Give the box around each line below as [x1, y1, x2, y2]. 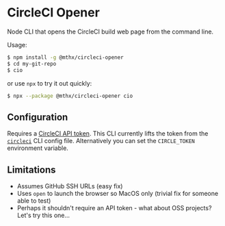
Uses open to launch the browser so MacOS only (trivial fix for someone [16, 190, 219, 198]
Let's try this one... [16, 211, 70, 220]
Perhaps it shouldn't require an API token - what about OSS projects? [16, 204, 212, 212]
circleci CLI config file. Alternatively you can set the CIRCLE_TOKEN [7, 137, 195, 145]
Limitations [7, 164, 56, 175]
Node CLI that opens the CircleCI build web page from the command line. [7, 27, 214, 36]
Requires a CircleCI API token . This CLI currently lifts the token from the [7, 129, 209, 138]
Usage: [7, 40, 27, 49]
